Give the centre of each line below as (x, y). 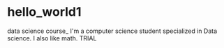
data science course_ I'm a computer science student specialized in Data (112, 31)
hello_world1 (44, 12)
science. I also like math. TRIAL (52, 38)
